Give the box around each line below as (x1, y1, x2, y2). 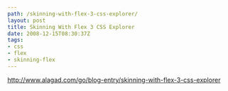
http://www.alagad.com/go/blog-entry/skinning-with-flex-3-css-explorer (7, 75, 221, 84)
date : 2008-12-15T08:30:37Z (7, 30, 91, 37)
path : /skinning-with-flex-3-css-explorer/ (7, 10, 139, 18)
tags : (7, 37, 23, 44)
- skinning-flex (7, 56, 55, 63)
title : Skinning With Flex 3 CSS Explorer (7, 23, 135, 30)
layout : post (7, 17, 46, 24)
